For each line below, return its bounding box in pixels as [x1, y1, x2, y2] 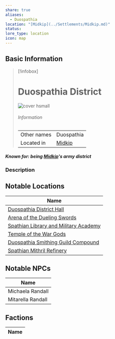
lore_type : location [5, 31, 49, 36]
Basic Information [5, 54, 63, 64]
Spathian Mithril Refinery [8, 247, 67, 254]
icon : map [5, 36, 26, 41]
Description [5, 166, 35, 173]
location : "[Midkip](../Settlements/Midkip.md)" [5, 21, 110, 27]
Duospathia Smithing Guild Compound [8, 238, 99, 245]
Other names [20, 131, 52, 138]
